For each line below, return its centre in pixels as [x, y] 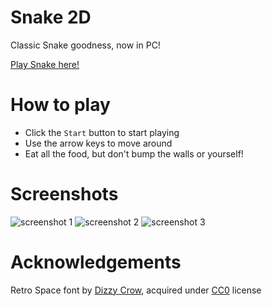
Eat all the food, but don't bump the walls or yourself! [134, 153]
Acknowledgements [96, 262]
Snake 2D [51, 17]
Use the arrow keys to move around [98, 143]
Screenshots [64, 194]
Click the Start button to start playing [102, 132]
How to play [60, 105]
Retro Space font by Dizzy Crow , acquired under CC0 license [136, 290]
